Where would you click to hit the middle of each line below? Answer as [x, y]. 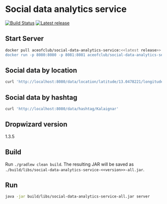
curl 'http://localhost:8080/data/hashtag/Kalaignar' [62, 109]
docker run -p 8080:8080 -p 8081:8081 [45, 55]
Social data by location [41, 70]
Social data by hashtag [41, 98]
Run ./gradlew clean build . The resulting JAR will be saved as [70, 164]
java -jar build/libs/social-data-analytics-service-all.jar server [78, 197]
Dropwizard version [36, 124]
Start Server [24, 39]
